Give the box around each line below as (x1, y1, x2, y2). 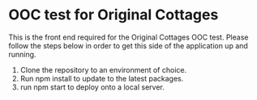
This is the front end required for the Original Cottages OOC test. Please (8, 32, 249, 42)
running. (8, 49, 36, 59)
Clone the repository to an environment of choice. (19, 65, 187, 74)
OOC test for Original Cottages (8, 6, 219, 24)
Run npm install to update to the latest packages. (19, 73, 184, 83)
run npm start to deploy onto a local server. (19, 82, 165, 92)
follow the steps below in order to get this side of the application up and (8, 40, 249, 50)
